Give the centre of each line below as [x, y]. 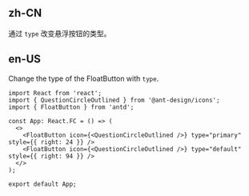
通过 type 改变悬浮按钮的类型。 [60, 33]
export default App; [43, 184]
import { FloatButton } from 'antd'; [71, 107]
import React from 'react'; [55, 93]
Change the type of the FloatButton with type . [84, 78]
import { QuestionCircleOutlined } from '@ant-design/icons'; [114, 100]
